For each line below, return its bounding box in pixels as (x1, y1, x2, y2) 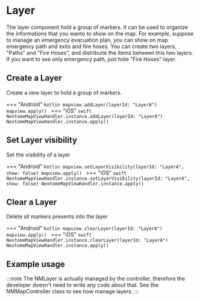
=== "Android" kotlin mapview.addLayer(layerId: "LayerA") (6, 101, 158, 108)
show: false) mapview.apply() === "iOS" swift (6, 169, 127, 176)
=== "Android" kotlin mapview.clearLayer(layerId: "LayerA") (6, 225, 163, 232)
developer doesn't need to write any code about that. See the (6, 281, 159, 289)
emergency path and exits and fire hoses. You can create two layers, (6, 43, 177, 50)
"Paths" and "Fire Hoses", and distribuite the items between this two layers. (6, 49, 194, 56)
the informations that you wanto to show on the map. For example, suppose (6, 29, 194, 37)
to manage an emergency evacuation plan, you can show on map (6, 36, 169, 43)
